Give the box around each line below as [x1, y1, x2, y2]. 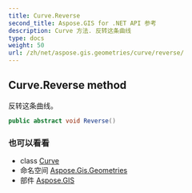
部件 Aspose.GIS [19, 175, 74, 185]
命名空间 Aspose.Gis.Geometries [19, 165, 128, 175]
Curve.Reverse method [8, 78, 127, 92]
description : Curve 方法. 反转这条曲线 [8, 26, 132, 34]
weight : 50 [8, 42, 45, 50]
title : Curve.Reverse [8, 11, 81, 20]
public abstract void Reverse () [8, 117, 116, 125]
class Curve [19, 155, 60, 165]
